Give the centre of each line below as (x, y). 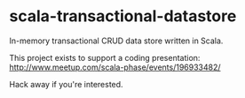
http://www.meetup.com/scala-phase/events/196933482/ (115, 67)
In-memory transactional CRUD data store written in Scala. (116, 41)
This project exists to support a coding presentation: (105, 57)
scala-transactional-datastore (123, 16)
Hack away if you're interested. (66, 84)
